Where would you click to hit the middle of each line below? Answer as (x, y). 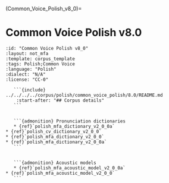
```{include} (29, 90)
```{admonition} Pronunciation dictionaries (70, 121)
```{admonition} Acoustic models (55, 163)
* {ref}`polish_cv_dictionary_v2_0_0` (54, 131)
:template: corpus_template (40, 59)
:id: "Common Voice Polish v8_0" (47, 48)
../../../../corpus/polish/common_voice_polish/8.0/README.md (84, 95)
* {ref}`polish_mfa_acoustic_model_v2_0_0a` (70, 168)
